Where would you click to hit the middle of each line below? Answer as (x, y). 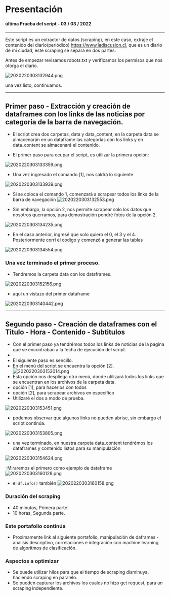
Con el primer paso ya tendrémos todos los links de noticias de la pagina (88, 344)
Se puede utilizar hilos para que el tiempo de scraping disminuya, (81, 572)
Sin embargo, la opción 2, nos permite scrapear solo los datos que (82, 210)
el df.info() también (34, 483)
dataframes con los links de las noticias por (75, 114)
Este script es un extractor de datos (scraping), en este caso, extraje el (79, 40)
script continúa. (29, 423)
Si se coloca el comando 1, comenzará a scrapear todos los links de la (86, 194)
